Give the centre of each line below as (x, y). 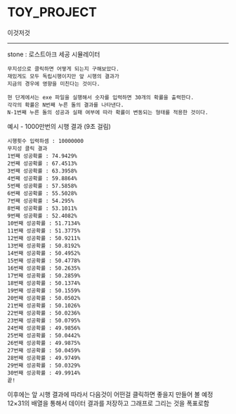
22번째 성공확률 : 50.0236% (44, 313)
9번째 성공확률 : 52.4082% (42, 215)
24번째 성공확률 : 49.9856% (44, 328)
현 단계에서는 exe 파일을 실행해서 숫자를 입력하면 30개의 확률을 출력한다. (101, 97)
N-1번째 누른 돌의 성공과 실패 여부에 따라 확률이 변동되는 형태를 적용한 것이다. (108, 112)
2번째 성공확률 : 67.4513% (42, 163)
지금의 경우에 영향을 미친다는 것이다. (54, 84)
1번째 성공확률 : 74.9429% (42, 156)
